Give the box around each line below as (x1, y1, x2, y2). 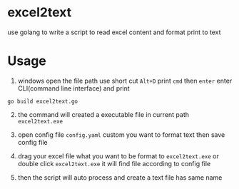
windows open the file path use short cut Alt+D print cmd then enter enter (17, 76, 233, 85)
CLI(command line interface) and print (17, 83, 130, 93)
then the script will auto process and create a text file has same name (17, 173, 223, 182)
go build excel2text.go (7, 98, 78, 105)
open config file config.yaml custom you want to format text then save (17, 130, 225, 139)
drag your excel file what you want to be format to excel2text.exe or (17, 151, 220, 160)
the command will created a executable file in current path (17, 110, 190, 118)
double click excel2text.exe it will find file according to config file (17, 159, 211, 168)
